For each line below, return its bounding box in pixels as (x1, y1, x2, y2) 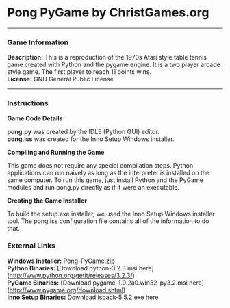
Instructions (7, 99, 49, 108)
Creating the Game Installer (7, 196, 88, 205)
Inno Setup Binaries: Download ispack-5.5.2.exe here (7, 293, 159, 301)
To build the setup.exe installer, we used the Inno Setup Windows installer (7, 209, 216, 218)
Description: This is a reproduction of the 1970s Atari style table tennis (7, 53, 207, 62)
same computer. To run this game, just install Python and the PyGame (7, 176, 204, 184)
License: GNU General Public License (7, 75, 114, 84)
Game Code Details (7, 114, 63, 123)
